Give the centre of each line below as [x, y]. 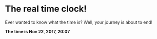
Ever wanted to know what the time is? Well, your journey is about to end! [79, 22]
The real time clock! [46, 9]
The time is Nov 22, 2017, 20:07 [38, 31]
